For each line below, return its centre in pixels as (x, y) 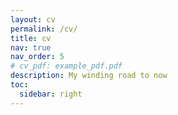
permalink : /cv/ (44, 29)
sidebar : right (51, 94)
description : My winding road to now (89, 76)
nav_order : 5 (37, 57)
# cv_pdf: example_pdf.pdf (66, 66)
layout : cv (33, 19)
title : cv (31, 38)
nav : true (31, 47)
